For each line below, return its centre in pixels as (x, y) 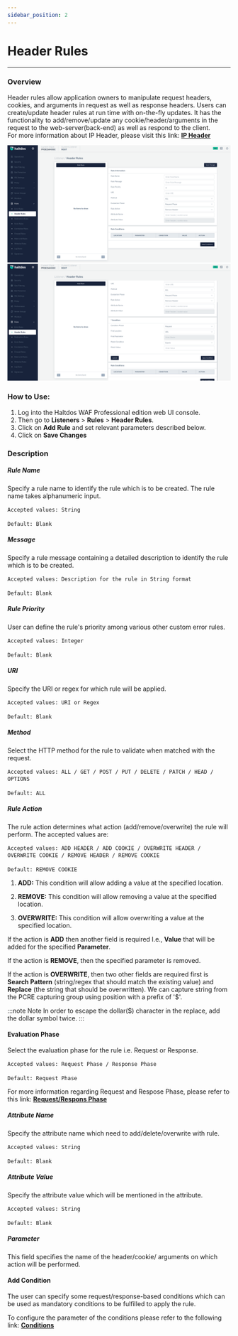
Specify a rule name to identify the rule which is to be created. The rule (111, 488)
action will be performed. (44, 1264)
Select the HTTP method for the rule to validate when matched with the (111, 750)
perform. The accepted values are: (58, 834)
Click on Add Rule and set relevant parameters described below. (112, 427)
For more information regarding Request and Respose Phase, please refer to (119, 1092)
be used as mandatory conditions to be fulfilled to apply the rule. (102, 1303)
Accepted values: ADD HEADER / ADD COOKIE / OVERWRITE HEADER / (104, 848)
